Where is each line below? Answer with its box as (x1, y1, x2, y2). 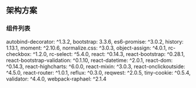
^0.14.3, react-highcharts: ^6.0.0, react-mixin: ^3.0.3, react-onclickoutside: (6, 63, 185, 70)
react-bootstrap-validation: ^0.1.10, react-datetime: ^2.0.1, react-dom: (6, 57, 173, 64)
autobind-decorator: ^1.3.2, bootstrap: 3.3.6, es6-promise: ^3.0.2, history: (6, 38, 184, 45)
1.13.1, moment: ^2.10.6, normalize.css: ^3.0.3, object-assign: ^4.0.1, (6, 44, 167, 51)
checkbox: (6, 50, 32, 57)
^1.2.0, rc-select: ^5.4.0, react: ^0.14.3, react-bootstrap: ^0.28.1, (32, 50, 185, 57)
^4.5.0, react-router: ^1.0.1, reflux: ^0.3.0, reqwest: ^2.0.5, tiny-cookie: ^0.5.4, (6, 69, 191, 76)
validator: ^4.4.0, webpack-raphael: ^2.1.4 (6, 75, 107, 82)
